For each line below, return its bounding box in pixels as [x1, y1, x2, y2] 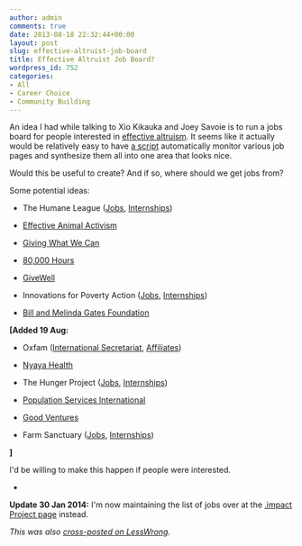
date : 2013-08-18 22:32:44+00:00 [9, 30, 135, 39]
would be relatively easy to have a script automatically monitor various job [9, 141, 285, 151]
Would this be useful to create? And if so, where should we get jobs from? [9, 168, 284, 178]
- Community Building [9, 96, 91, 106]
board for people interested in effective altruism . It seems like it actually [9, 132, 275, 142]
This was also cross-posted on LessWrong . [9, 526, 171, 537]
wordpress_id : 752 [9, 64, 78, 73]
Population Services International [22, 395, 146, 405]
